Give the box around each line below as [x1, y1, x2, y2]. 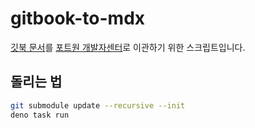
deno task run [10, 110, 70, 120]
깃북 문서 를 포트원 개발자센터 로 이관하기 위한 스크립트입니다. [10, 41, 246, 53]
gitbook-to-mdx [10, 7, 146, 30]
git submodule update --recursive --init [10, 100, 186, 111]
